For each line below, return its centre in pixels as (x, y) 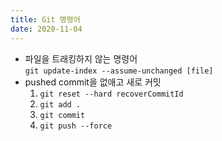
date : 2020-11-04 (46, 29)
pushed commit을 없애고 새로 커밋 (93, 82)
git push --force (76, 126)
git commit (62, 115)
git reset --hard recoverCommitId (111, 94)
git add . (60, 104)
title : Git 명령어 (45, 19)
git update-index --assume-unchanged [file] (119, 71)
